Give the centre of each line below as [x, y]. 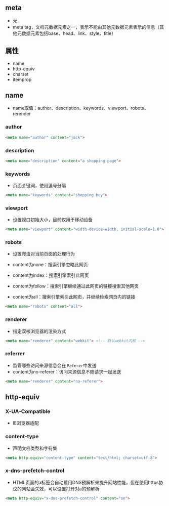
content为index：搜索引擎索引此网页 [51, 275]
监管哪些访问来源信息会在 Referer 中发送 [54, 365]
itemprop [22, 79]
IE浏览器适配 [26, 423]
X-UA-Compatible [28, 411]
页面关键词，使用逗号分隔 [39, 186]
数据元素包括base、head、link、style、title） [69, 33]
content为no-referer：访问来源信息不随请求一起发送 [67, 371]
